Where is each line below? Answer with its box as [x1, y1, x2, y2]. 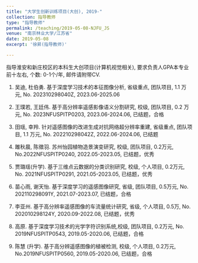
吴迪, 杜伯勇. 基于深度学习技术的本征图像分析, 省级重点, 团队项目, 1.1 [14, 83, 180, 90]
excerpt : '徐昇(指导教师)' [6, 42, 67, 48]
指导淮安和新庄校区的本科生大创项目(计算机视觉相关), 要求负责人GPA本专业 [6, 63, 189, 71]
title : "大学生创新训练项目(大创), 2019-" [6, 8, 102, 15]
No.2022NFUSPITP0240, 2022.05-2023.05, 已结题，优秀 [14, 150, 155, 157]
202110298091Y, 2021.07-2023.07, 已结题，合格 [14, 190, 132, 198]
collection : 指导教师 [6, 14, 56, 20]
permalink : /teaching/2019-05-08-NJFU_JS [6, 25, 110, 31]
